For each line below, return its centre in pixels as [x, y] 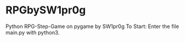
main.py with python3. [33, 32]
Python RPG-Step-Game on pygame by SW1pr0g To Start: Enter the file [92, 26]
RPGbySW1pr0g [46, 10]
